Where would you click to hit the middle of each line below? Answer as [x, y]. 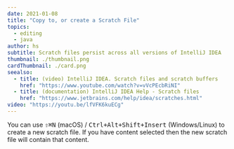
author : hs [23, 46]
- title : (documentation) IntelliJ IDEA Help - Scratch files [106, 92]
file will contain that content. [48, 139]
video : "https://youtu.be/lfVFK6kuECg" [66, 105]
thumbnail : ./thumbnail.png [48, 59]
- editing [28, 33]
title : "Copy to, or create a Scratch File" [73, 20]
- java [23, 40]
